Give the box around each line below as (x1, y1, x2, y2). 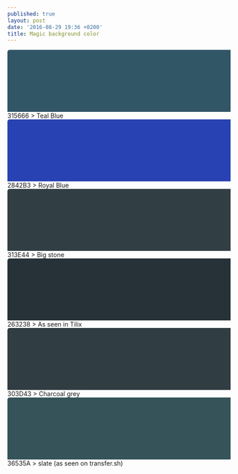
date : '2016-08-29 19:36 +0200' (7, 23, 103, 30)
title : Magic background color (7, 30, 100, 38)
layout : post (7, 17, 46, 24)
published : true (7, 10, 55, 18)
